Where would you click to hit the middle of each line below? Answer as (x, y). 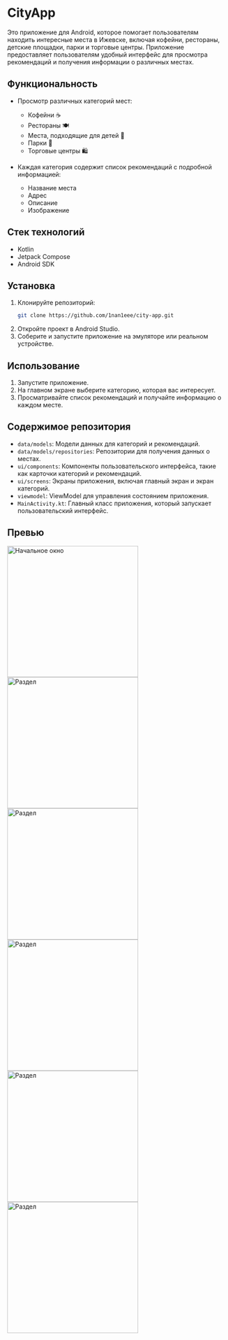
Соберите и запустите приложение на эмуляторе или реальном (113, 337)
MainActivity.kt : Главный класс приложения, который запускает (114, 503)
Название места (52, 188)
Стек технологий (46, 232)
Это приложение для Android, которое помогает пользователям (103, 32)
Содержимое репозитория (69, 427)
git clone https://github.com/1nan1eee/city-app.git (96, 316)
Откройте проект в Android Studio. (68, 329)
